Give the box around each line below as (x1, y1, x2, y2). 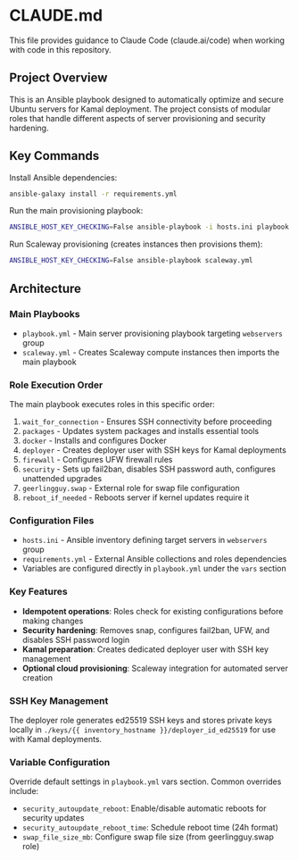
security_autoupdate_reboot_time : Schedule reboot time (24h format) (21, 822, 279, 833)
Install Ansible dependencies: (9, 171, 118, 183)
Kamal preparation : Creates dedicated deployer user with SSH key (21, 644, 269, 655)
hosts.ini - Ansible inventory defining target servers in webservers (21, 535, 268, 546)
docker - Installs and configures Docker (21, 435, 167, 447)
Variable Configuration (9, 756, 111, 768)
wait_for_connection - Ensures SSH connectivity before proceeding (21, 416, 272, 427)
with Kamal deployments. (9, 734, 103, 745)
